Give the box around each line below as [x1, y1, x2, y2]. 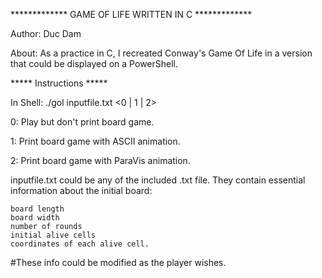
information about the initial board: [10, 185, 153, 196]
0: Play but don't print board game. [10, 116, 155, 128]
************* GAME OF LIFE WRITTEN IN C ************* [10, 9, 253, 20]
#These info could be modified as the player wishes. [10, 257, 227, 268]
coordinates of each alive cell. [10, 239, 150, 249]
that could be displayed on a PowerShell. [10, 58, 179, 69]
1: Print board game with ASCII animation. [10, 135, 181, 147]
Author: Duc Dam [10, 28, 82, 39]
